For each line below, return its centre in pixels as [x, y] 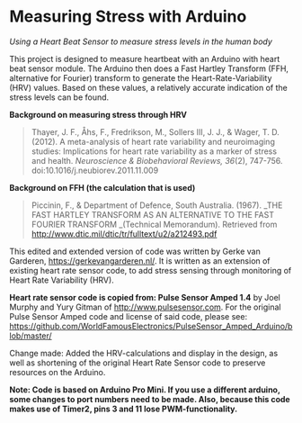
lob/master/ [31, 336]
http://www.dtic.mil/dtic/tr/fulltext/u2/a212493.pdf [124, 234]
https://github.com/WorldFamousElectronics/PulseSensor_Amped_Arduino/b [151, 326]
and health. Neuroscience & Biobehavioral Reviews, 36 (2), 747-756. [157, 160]
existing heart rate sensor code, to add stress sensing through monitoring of [151, 270]
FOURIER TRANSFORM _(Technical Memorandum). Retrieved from [154, 224]
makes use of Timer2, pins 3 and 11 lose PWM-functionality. [124, 409]
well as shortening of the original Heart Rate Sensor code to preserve [138, 363]
